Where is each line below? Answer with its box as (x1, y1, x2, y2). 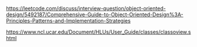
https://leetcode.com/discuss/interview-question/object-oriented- (6, 5, 166, 12)
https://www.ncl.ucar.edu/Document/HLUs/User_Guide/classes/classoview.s (6, 28, 191, 35)
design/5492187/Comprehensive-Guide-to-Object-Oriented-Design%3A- (6, 11, 184, 18)
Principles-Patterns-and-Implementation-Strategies (6, 17, 131, 24)
